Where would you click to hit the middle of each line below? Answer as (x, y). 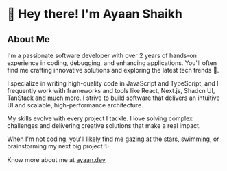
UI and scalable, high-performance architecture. (75, 105)
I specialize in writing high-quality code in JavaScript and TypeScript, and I (113, 83)
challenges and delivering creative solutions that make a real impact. (104, 126)
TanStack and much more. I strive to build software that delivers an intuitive (114, 98)
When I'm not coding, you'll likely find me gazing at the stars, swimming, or (113, 139)
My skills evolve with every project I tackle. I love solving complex (100, 118)
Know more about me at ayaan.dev (57, 160)
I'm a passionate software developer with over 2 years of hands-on (102, 55)
